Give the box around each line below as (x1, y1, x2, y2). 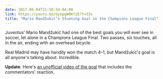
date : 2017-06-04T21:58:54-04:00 (5, 7, 73, 12)
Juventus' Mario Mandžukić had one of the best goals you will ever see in (5, 30, 154, 36)
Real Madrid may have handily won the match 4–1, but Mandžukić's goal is (5, 49, 155, 55)
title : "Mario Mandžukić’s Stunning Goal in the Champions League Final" (5, 16, 159, 21)
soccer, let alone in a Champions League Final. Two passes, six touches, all (5, 35, 157, 40)
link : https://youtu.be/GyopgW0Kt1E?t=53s (5, 12, 93, 17)
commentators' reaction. (5, 69, 55, 75)
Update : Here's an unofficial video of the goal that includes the (5, 64, 132, 70)
